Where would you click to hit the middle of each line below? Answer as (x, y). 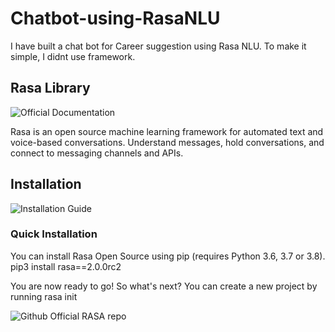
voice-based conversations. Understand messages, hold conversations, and (167, 142)
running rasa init (44, 296)
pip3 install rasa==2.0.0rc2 (66, 266)
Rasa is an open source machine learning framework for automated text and (167, 131)
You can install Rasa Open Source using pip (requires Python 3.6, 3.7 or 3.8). (168, 256)
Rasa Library (50, 88)
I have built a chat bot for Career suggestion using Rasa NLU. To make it (158, 46)
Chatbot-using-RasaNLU (115, 18)
